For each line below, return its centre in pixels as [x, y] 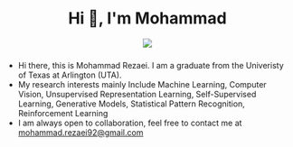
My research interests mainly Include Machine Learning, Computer [142, 84]
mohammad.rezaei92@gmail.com [80, 132]
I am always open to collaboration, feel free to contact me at [130, 123]
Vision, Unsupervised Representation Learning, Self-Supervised [137, 94]
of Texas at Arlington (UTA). [70, 75]
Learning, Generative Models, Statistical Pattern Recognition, [132, 104]
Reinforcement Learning [63, 113]
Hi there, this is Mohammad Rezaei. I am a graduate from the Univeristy [151, 65]
